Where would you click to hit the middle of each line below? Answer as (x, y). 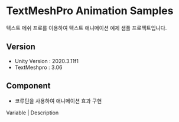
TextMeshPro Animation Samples (90, 11)
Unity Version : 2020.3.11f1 (46, 61)
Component (29, 86)
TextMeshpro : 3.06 (38, 67)
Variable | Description (32, 113)
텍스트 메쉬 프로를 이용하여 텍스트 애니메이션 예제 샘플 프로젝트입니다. (87, 28)
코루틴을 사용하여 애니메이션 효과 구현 (58, 101)
